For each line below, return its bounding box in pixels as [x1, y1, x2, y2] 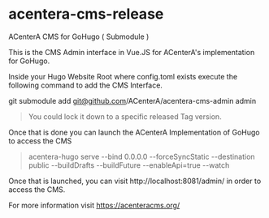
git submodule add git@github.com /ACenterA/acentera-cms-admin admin [8, 96, 257, 105]
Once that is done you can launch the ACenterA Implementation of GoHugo [8, 127, 260, 137]
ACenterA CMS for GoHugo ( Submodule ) [8, 32, 150, 41]
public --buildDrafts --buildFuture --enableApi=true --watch [28, 160, 230, 170]
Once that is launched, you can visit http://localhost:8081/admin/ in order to [8, 176, 262, 186]
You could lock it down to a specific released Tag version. [28, 111, 222, 122]
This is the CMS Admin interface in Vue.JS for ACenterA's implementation [8, 47, 255, 57]
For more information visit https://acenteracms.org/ [8, 200, 180, 210]
